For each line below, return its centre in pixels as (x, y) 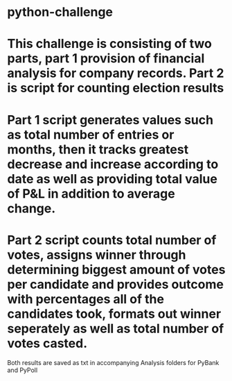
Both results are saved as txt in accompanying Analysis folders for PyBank (113, 362)
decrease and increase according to (113, 164)
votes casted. (47, 343)
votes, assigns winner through (97, 255)
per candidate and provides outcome (115, 284)
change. (32, 208)
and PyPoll (23, 370)
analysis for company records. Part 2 (116, 73)
